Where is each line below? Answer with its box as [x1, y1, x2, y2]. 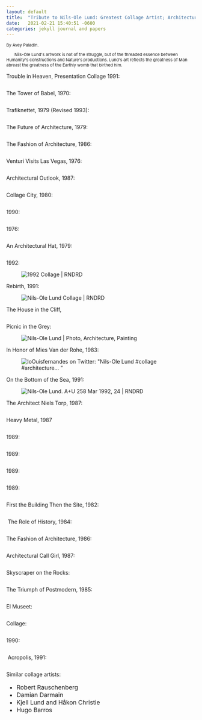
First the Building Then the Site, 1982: [6, 501, 99, 508]
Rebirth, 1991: [6, 283, 40, 290]
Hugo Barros [16, 706, 52, 715]
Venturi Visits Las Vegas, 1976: [6, 157, 82, 165]
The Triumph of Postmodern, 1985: [6, 586, 93, 593]
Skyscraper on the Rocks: [6, 569, 70, 576]
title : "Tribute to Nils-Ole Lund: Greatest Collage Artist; [6, 14, 165, 21]
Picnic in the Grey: [6, 323, 52, 330]
